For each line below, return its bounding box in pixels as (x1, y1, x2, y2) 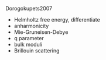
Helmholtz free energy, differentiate (13, 16, 100, 23)
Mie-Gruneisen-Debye (13, 29, 69, 36)
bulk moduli (13, 41, 42, 48)
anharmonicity (13, 23, 49, 29)
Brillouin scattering (13, 47, 60, 54)
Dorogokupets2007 (5, 5, 53, 12)
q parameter (13, 35, 45, 41)
